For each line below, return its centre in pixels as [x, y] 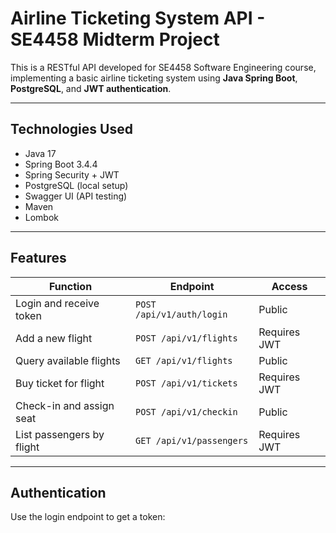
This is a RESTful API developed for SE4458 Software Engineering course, [163, 67]
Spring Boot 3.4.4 [61, 164]
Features [38, 258]
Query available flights [68, 360]
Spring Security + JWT [72, 174]
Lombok [42, 217]
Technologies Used [71, 129]
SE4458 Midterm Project [115, 39]
